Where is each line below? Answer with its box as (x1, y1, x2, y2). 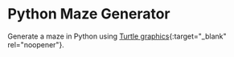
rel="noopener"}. (7, 39, 65, 49)
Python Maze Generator (7, 5, 170, 23)
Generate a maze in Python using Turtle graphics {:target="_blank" (7, 31, 227, 41)
